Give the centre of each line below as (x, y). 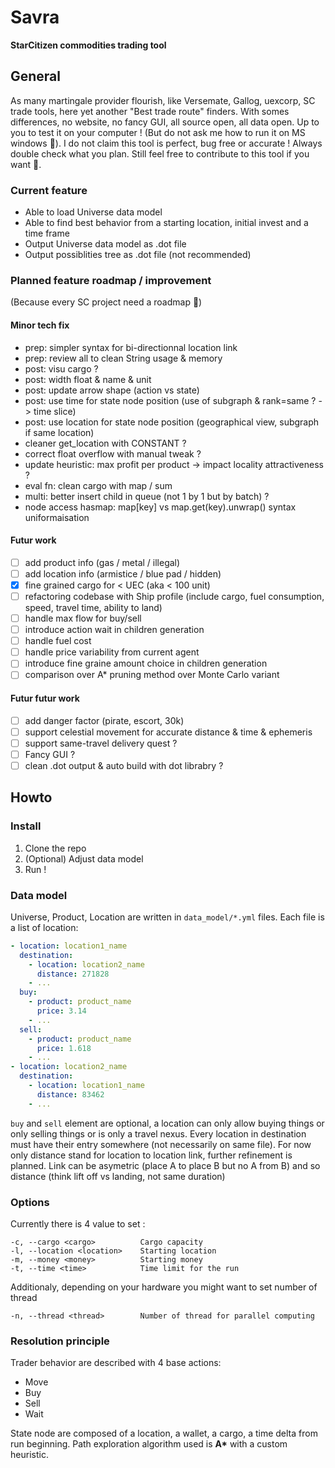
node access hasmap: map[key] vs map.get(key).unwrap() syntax (160, 507)
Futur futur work (45, 698)
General (36, 76)
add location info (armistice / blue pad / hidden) (123, 573)
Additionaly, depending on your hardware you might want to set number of (164, 1287)
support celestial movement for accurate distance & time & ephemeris (168, 732)
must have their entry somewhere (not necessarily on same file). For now (161, 1144)
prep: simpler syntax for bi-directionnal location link (131, 347)
